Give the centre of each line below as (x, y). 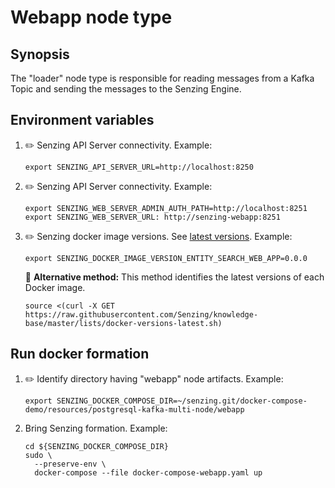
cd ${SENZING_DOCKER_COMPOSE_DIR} (96, 446)
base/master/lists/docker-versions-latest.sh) (123, 323)
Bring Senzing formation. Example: (96, 428)
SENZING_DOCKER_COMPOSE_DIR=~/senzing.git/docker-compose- (182, 401)
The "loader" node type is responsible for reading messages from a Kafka (162, 78)
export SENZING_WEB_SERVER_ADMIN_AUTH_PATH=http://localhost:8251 (166, 208)
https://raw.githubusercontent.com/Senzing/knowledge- (141, 314)
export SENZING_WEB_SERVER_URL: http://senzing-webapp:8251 (152, 217)
